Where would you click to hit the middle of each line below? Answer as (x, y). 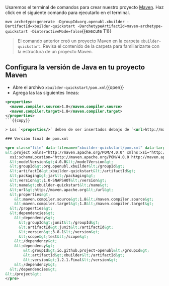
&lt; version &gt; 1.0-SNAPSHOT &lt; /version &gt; (58, 180)
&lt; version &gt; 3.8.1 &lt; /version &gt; (59, 232)
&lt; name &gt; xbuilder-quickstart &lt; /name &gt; (59, 185)
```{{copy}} (18, 121)
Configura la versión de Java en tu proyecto (75, 67)
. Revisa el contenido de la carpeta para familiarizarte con (100, 46)
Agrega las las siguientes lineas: (46, 92)
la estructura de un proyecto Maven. (55, 52)
